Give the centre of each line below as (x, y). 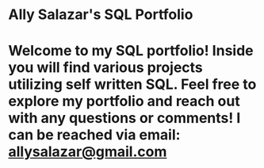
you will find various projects (106, 68)
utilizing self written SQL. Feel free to (132, 84)
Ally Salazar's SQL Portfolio (101, 15)
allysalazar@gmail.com (88, 152)
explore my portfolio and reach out (124, 101)
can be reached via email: (94, 135)
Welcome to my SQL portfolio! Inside (131, 51)
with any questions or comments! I (124, 118)
